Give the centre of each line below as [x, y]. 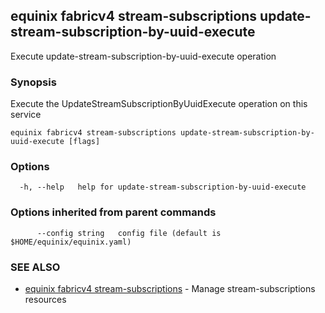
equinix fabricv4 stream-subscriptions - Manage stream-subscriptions [170, 288]
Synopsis [33, 82]
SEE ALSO [35, 267]
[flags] [84, 142]
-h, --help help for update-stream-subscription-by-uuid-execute [163, 187]
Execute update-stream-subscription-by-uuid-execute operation [143, 56]
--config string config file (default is [129, 233]
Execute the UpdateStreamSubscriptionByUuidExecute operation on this [159, 104]
